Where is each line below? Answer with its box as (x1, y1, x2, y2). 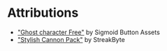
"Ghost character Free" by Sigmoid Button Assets (17, 28, 161, 36)
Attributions (7, 5, 79, 21)
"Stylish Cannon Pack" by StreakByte (17, 35, 126, 43)
